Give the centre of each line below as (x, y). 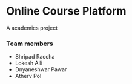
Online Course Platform (66, 11)
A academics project (32, 28)
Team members (30, 44)
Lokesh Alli (29, 63)
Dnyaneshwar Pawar (41, 69)
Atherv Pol (28, 76)
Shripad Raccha (35, 57)
